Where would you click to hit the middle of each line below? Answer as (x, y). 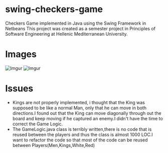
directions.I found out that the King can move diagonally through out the (87, 113)
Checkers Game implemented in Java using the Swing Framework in (76, 23)
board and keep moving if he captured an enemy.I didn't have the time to (88, 118)
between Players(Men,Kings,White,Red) (54, 145)
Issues (19, 89)
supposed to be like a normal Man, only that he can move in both (79, 108)
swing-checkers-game (54, 9)
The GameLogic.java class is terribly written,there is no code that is (82, 129)
